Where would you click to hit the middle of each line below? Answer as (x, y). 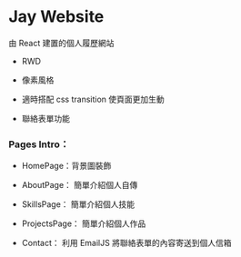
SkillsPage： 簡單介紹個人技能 (78, 204)
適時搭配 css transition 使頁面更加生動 (93, 99)
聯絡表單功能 (45, 118)
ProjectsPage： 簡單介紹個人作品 (84, 223)
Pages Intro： (39, 144)
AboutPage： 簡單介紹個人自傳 (80, 185)
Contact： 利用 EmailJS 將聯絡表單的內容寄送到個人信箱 (126, 243)
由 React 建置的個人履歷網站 (61, 43)
